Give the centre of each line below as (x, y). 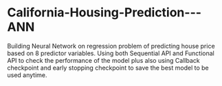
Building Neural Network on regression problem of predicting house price (111, 46)
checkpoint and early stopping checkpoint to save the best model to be (108, 68)
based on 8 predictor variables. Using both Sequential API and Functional (111, 53)
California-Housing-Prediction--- (104, 13)
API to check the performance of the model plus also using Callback (104, 60)
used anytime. (27, 75)
